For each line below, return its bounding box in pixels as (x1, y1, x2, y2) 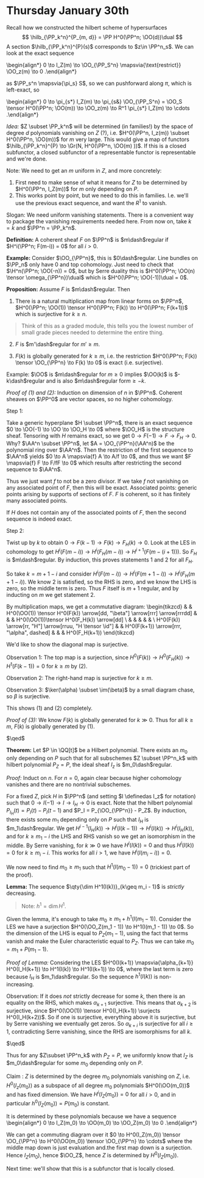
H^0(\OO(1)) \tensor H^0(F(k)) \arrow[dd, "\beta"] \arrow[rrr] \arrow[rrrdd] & (6, 609, 197, 616)
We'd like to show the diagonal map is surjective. (6, 640, 129, 648)
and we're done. (6, 155, 47, 162)
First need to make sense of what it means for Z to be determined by (15, 178, 188, 186)
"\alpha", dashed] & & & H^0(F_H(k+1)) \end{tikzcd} (6, 629, 135, 636)
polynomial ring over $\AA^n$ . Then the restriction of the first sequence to (6, 446, 194, 453)
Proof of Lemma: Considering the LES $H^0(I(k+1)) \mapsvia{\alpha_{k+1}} (6, 959, 194, 966)
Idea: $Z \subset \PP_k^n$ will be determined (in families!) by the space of (6, 123, 194, 130)
